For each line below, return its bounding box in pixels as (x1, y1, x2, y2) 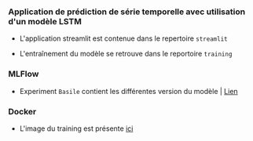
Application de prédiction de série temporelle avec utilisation (8, 6, 246, 17)
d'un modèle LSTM (8, 16, 82, 27)
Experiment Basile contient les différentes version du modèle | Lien (19, 86, 238, 96)
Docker (8, 106, 37, 117)
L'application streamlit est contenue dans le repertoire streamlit (19, 34, 228, 43)
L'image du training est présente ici (19, 124, 134, 133)
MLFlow (8, 69, 39, 80)
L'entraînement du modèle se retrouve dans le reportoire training (19, 49, 233, 59)
